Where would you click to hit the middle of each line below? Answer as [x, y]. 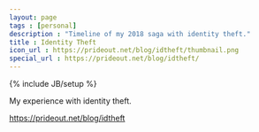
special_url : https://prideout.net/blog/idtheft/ [104, 58]
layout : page [33, 17]
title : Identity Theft [53, 42]
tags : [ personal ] [43, 26]
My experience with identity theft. [71, 101]
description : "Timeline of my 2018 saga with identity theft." [130, 34]
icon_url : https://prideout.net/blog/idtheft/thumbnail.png [124, 50]
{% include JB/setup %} [53, 84]
